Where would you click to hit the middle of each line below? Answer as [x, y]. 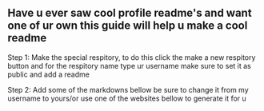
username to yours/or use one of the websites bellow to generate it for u [127, 98]
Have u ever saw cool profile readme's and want [130, 13]
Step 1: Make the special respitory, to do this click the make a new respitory [132, 57]
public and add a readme [48, 74]
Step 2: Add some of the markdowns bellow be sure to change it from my [128, 89]
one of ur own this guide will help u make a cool [128, 26]
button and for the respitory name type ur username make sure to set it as [129, 65]
